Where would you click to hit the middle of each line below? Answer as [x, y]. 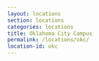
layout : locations [34, 14]
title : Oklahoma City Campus [50, 33]
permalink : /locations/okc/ [48, 40]
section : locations [36, 20]
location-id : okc [33, 46]
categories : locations [40, 27]
